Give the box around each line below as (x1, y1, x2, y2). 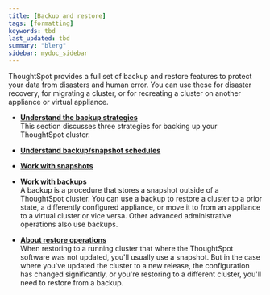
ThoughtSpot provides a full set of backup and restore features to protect (8, 72, 252, 81)
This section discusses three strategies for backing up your (19, 122, 218, 131)
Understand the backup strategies (19, 113, 139, 122)
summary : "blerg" (8, 42, 67, 50)
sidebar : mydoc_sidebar (8, 49, 89, 57)
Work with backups (19, 177, 87, 186)
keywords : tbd (8, 27, 56, 35)
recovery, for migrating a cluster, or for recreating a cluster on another (8, 89, 242, 98)
